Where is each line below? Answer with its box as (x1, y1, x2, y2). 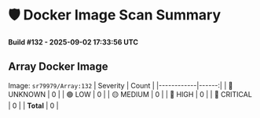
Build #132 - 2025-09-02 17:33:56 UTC (8, 37, 139, 47)
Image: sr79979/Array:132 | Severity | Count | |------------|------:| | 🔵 (8, 80, 233, 90)
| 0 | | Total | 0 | (8, 101, 59, 110)
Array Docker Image (8, 60, 108, 73)
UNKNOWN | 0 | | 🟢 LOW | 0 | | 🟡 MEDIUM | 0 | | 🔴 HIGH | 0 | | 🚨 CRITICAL (8, 89, 253, 98)
